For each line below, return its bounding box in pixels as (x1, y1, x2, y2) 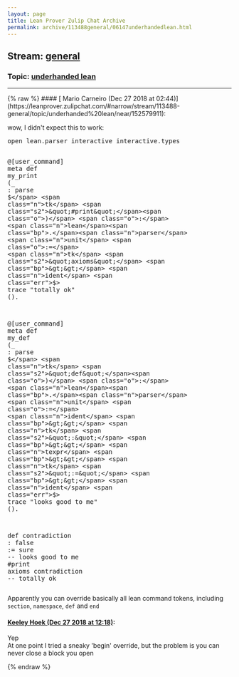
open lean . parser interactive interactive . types (7, 137, 180, 145)
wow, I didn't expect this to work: (7, 123, 105, 132)
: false (7, 539, 34, 547)
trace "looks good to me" (7, 498, 98, 506)
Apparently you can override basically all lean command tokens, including (7, 594, 224, 603)
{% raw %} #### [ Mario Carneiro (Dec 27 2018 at (7, 94, 155, 103)
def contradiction (7, 532, 72, 540)
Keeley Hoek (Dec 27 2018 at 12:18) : (7, 618, 116, 626)
